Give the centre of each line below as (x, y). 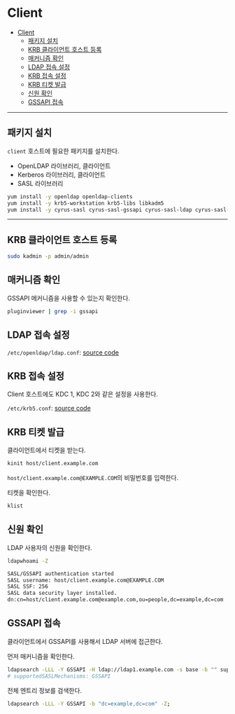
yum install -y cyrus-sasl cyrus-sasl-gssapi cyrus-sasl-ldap (100, 210)
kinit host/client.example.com (53, 464)
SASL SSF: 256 (28, 586)
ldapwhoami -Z (28, 561)
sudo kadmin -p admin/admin (48, 256)
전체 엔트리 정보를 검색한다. (45, 690)
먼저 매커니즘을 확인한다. (41, 656)
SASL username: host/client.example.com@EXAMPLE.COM (86, 580)
